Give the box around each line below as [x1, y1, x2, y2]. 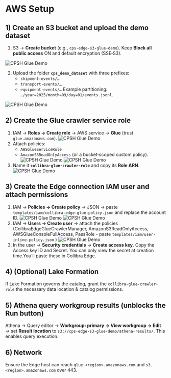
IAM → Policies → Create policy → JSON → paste [12, 204, 118, 210]
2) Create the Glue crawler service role [5, 116, 131, 125]
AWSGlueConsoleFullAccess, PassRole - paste [12, 231, 111, 237]
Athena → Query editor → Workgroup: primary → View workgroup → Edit [5, 322, 161, 329]
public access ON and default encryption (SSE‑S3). [12, 50, 121, 56]
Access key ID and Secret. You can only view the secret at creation [12, 247, 154, 253]
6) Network [5, 348, 42, 357]
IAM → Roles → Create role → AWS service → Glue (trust [12, 129, 134, 136]
